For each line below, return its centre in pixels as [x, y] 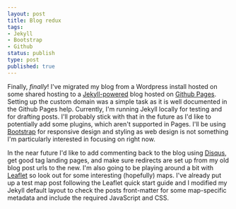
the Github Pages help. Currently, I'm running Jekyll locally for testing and [115, 109]
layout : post [26, 14]
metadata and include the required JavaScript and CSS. [88, 198]
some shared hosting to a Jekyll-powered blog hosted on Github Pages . [112, 94]
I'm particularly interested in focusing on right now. [81, 139]
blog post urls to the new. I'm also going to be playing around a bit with [111, 167]
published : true [31, 66]
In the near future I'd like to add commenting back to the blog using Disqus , [117, 153]
